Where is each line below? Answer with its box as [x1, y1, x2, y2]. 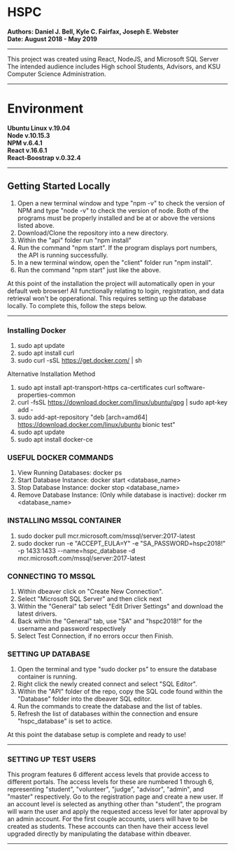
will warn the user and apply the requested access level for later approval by [7, 808, 228, 816]
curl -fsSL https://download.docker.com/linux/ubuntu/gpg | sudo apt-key [17, 398, 228, 406]
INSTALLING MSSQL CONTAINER [7, 516, 122, 525]
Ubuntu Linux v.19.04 [7, 124, 71, 132]
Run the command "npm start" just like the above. [17, 266, 161, 274]
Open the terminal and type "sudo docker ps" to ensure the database [17, 665, 217, 674]
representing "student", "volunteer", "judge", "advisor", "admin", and [7, 785, 204, 794]
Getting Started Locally [7, 180, 111, 192]
